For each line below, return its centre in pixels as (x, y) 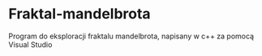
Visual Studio (30, 44)
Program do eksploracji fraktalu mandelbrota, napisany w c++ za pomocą (131, 36)
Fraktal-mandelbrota (80, 14)
